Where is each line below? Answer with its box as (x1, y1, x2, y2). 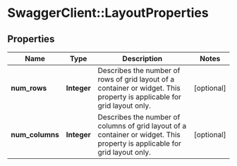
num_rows (11, 83, 47, 93)
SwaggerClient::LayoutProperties (7, 5, 209, 21)
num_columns (11, 130, 60, 139)
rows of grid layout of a (97, 75, 175, 84)
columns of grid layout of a (97, 121, 187, 131)
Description (122, 54, 163, 63)
